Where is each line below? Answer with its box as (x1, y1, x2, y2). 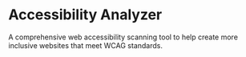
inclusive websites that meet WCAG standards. (8, 40, 163, 50)
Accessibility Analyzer (8, 6, 163, 24)
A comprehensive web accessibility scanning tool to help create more (8, 32, 239, 42)
